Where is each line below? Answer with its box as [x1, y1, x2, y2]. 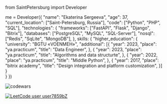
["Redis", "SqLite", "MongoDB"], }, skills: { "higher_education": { [5, 36, 138, 42]
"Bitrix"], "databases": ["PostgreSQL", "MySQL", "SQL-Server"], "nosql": [5, 30, 155, 36]
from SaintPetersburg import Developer [5, 5, 87, 10]
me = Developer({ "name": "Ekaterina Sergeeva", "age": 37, [5, 14, 129, 20]
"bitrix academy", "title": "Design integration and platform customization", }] [5, 63, 162, 68]
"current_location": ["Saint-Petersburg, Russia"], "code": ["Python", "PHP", [5, 20, 160, 25]
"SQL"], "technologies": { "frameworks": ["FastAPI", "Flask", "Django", [5, 25, 150, 31]
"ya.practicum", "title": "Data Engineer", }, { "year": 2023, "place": [5, 47, 142, 52]
